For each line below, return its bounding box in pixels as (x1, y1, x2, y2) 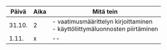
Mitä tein (92, 8, 118, 15)
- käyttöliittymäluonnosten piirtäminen (52, 25, 158, 33)
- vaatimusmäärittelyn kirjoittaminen (52, 18, 153, 25)
